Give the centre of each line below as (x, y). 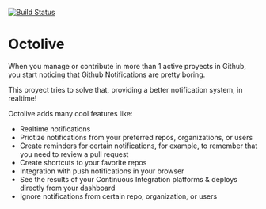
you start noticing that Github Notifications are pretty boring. (107, 74)
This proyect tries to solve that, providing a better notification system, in (125, 89)
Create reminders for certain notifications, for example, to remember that (139, 146)
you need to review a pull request (74, 154)
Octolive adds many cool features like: (70, 113)
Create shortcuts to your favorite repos (83, 162)
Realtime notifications (55, 129)
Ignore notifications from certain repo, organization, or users (118, 196)
